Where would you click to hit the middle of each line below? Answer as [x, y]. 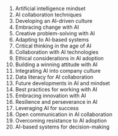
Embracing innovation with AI [50, 96]
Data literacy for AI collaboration [54, 77]
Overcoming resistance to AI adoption [61, 120]
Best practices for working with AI [56, 89]
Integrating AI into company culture [58, 71]
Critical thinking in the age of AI [53, 46]
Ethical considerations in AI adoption [60, 58]
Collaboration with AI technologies [57, 52]
